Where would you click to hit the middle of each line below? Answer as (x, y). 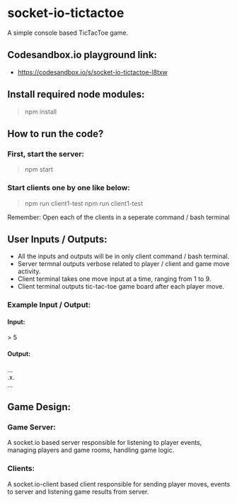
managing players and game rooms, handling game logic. (91, 450)
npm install (41, 111)
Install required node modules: (76, 95)
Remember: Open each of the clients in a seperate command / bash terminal (118, 217)
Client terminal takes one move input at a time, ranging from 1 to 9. (114, 279)
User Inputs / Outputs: (57, 239)
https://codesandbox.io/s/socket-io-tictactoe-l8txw (93, 72)
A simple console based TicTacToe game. (68, 33)
